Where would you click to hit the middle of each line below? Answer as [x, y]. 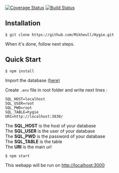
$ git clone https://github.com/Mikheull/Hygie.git [59, 35]
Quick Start [23, 60]
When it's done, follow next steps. [40, 44]
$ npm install [20, 71]
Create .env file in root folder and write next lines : [56, 90]
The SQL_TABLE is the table [34, 141]
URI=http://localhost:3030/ [34, 116]
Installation [23, 23]
